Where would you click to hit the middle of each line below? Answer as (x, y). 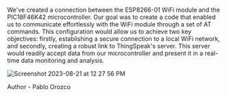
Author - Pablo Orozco (39, 87)
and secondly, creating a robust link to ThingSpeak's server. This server (109, 46)
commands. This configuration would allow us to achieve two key (99, 31)
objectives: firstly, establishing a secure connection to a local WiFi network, (114, 39)
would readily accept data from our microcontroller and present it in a (105, 53)
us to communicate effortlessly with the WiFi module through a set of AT (109, 24)
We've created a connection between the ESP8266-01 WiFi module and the (114, 10)
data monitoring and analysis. (63, 60)
